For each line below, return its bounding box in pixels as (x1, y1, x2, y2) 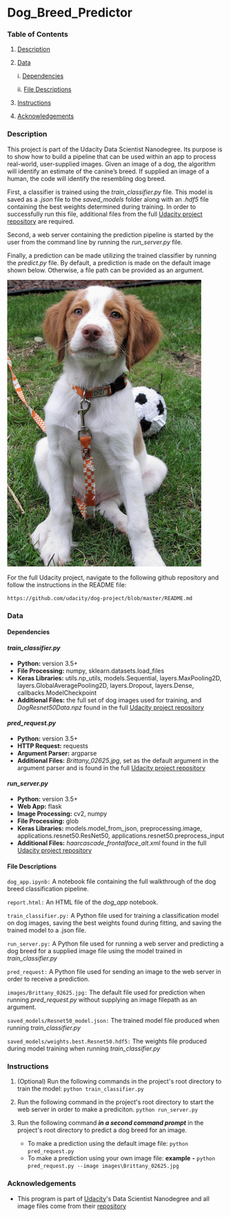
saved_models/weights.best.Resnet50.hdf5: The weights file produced (7, 1037, 207, 1046)
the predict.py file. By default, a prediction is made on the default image (7, 258, 211, 267)
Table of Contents (7, 30, 69, 39)
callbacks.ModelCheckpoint (17, 689, 97, 697)
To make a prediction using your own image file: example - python (27, 1154, 216, 1162)
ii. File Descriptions (17, 85, 72, 94)
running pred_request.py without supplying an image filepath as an (7, 996, 197, 1004)
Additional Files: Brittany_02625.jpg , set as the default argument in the (17, 756, 219, 765)
